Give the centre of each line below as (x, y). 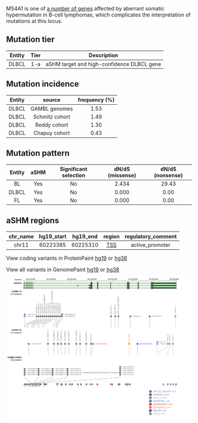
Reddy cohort (52, 125)
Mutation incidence (43, 84)
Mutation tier (30, 40)
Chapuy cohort (52, 133)
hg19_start (52, 236)
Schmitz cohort (52, 117)
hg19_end (85, 236)
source (52, 100)
